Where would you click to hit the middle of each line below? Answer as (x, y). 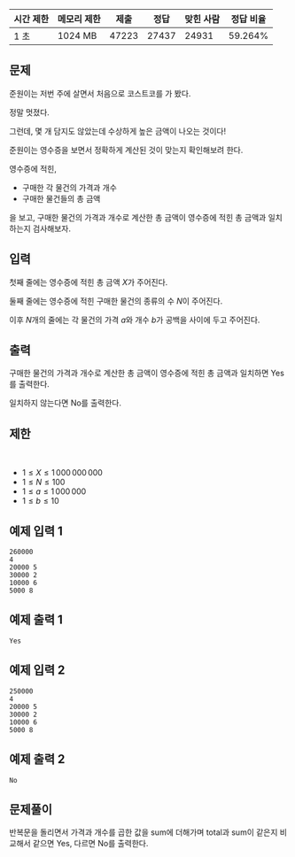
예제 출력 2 (37, 759)
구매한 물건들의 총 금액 (61, 198)
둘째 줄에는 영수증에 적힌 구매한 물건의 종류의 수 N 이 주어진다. (116, 301)
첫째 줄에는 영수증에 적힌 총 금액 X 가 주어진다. (89, 282)
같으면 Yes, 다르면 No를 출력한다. (90, 844)
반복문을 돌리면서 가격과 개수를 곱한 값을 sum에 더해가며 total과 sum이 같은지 (144, 832)
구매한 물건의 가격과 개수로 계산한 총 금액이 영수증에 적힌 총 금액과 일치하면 (139, 373)
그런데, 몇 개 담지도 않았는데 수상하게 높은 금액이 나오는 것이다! (118, 131)
